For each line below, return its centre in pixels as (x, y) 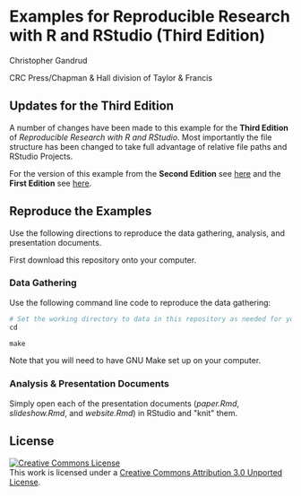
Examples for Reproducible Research (150, 17)
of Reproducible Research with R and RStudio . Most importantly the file (141, 137)
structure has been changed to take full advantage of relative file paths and (148, 146)
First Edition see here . (51, 183)
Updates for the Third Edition (92, 106)
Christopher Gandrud (48, 60)
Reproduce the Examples (81, 211)
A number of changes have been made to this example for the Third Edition (149, 127)
